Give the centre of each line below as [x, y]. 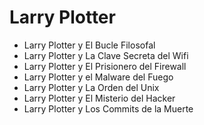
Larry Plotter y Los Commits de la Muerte [108, 108]
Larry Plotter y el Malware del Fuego [98, 77]
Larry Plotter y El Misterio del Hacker [99, 98]
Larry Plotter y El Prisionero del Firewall [105, 66]
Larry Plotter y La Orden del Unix [91, 87]
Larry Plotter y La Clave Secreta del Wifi [106, 55]
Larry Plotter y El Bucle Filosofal [89, 45]
